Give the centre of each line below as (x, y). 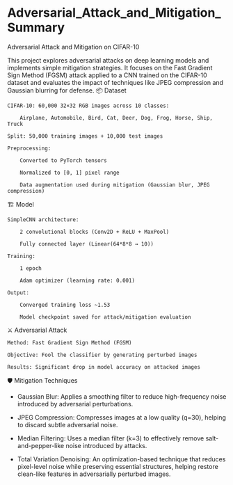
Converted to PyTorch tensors (64, 160)
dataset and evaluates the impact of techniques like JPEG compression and (115, 82)
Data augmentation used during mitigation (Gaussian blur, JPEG (115, 185)
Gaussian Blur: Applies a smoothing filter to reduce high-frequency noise (122, 396)
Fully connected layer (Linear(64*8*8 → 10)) (87, 244)
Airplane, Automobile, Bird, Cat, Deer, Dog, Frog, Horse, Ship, (116, 118)
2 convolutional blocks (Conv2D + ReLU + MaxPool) (95, 232)
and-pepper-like (41, 445)
